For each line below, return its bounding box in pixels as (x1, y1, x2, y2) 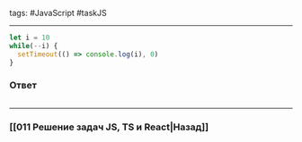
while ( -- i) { (9, 41, 58, 50)
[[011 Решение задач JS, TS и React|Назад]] (9, 121, 209, 133)
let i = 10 (9, 33, 50, 42)
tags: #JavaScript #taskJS (9, 8, 107, 18)
